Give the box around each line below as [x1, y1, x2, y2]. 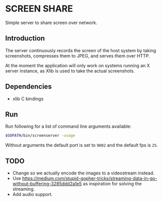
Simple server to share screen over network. [5, 20, 98, 26]
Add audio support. [12, 191, 53, 197]
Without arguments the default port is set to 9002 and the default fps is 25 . [5, 142, 158, 148]
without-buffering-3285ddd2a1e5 [12, 181, 82, 187]
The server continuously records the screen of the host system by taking [5, 47, 156, 53]
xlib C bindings [12, 96, 44, 102]
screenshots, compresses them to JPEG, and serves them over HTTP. [5, 53, 150, 59]
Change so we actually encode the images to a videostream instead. [12, 170, 155, 176]
